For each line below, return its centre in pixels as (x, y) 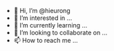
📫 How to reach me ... (46, 40)
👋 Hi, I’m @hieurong (42, 11)
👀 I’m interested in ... (43, 18)
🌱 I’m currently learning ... (50, 25)
